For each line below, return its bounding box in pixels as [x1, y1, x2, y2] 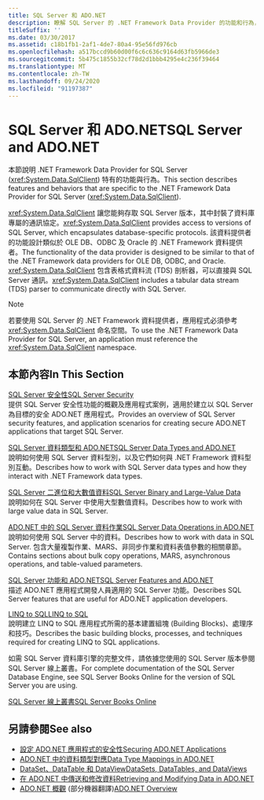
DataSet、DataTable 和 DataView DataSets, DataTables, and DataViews [19, 764, 247, 773]
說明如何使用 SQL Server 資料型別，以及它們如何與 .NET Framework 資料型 [8, 453, 251, 462]
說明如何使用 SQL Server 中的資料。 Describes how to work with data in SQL [8, 532, 255, 542]
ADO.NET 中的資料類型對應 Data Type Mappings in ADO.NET [19, 754, 214, 763]
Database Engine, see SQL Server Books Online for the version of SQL [8, 673, 236, 682]
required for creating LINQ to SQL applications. [8, 637, 160, 647]
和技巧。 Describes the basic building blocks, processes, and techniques [8, 629, 243, 638]
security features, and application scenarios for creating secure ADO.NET [8, 418, 247, 428]
